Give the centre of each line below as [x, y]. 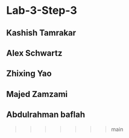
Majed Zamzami [37, 94]
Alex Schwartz [34, 53]
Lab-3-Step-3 [42, 11]
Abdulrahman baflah [46, 115]
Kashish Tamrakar [41, 33]
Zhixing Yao [29, 74]
